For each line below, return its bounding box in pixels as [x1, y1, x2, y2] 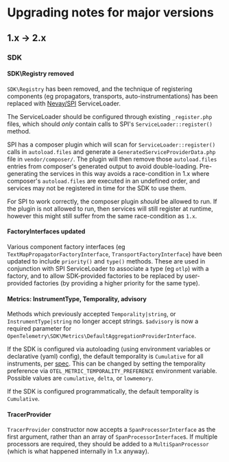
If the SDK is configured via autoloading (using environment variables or [7, 345, 211, 353]
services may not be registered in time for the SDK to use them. [7, 183, 186, 192]
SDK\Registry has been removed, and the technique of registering [7, 84, 193, 93]
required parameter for [7, 324, 72, 333]
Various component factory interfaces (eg [7, 242, 125, 251]
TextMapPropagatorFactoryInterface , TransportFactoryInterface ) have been [7, 250, 223, 258]
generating [7, 169, 38, 177]
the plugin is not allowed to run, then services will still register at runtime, [7, 204, 214, 213]
